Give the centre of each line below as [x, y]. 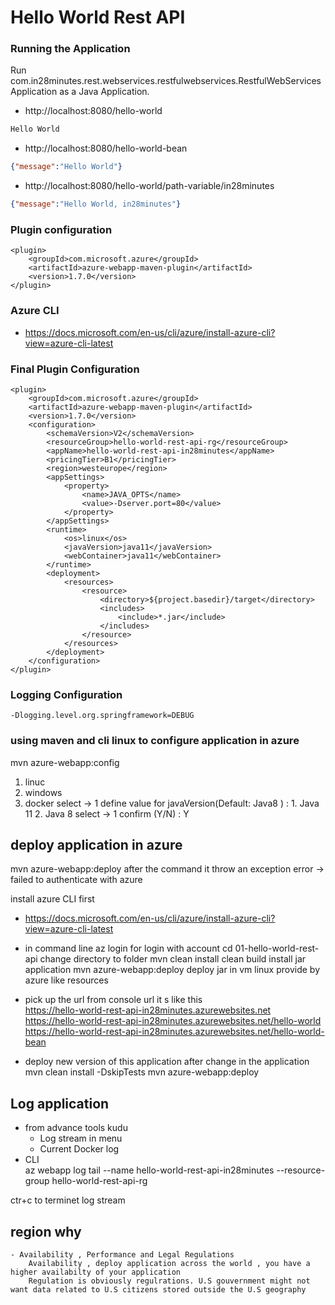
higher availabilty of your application [96, 1272]
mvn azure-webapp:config [65, 762]
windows [43, 792]
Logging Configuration [66, 694]
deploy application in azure [96, 844]
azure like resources [66, 980]
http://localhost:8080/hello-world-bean [106, 148]
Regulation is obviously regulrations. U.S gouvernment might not [169, 1281]
